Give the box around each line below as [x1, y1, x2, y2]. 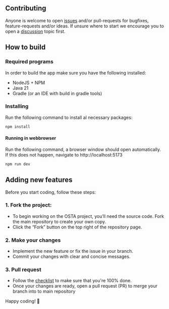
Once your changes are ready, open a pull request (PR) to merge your [12, 283, 158, 289]
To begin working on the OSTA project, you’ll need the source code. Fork [12, 213, 164, 219]
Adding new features [5, 176, 73, 184]
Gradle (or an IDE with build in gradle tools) [12, 90, 102, 96]
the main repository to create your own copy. [12, 218, 106, 224]
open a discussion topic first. [5, 28, 66, 34]
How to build [5, 43, 46, 52]
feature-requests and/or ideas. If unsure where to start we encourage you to [5, 23, 164, 29]
